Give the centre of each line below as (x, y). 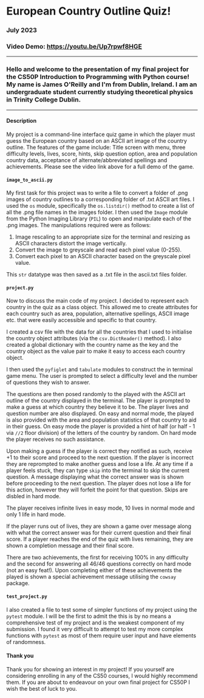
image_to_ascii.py (29, 180)
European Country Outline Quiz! (89, 11)
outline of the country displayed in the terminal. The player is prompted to (98, 401)
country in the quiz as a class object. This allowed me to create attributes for (102, 307)
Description (22, 121)
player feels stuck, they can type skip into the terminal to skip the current (98, 470)
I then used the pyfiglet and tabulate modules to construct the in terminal (100, 369)
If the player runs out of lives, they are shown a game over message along (99, 526)
